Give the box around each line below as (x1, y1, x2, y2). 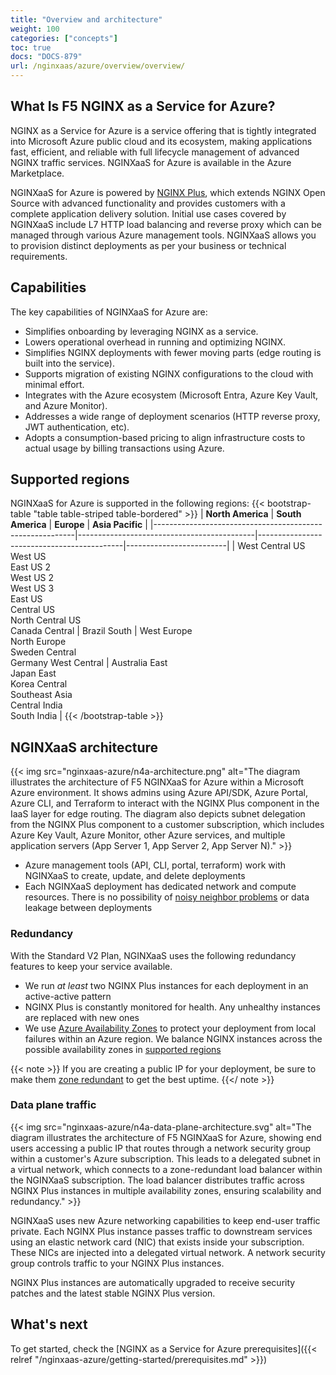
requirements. (10, 250, 68, 262)
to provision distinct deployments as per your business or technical (10, 239, 287, 251)
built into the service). (24, 357, 115, 369)
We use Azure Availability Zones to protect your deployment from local (24, 1022, 317, 1034)
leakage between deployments (24, 902, 153, 914)
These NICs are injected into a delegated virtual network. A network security (10, 1246, 326, 1258)
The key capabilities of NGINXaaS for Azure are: (10, 306, 208, 318)
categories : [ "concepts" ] (10, 33, 118, 43)
